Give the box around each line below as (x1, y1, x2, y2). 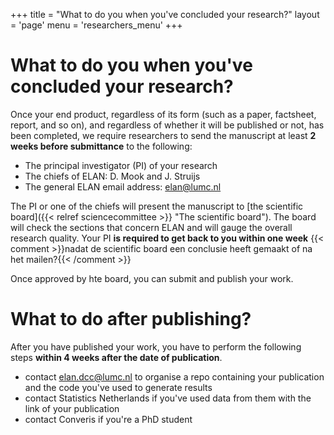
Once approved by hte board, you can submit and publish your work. (10, 272, 294, 284)
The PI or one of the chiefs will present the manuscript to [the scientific (10, 200, 304, 212)
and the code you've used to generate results (24, 381, 213, 393)
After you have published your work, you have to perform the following (10, 340, 302, 353)
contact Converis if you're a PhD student (24, 413, 193, 425)
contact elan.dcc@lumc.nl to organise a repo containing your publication (24, 370, 325, 383)
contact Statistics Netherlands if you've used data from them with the (24, 392, 312, 404)
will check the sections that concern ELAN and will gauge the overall (10, 221, 293, 233)
